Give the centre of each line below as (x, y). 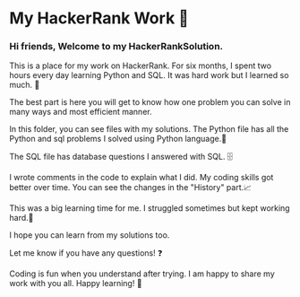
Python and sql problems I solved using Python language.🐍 (118, 139)
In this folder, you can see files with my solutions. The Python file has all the (149, 129)
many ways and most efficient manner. (81, 112)
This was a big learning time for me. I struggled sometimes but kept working (150, 208)
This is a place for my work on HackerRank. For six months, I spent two (140, 66)
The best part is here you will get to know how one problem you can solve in (150, 102)
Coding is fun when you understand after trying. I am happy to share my (142, 274)
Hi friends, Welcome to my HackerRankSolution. (116, 47)
